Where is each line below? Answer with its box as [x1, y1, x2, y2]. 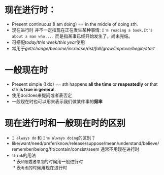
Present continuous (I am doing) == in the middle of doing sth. [11, 21, 138, 27]
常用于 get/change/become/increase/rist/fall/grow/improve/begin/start [11, 45, 155, 51]
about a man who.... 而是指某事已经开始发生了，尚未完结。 [11, 33, 133, 39]
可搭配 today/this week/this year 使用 [11, 39, 85, 45]
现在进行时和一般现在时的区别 [4, 118, 126, 129]
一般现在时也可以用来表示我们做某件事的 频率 [11, 98, 103, 104]
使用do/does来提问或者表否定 [11, 92, 72, 98]
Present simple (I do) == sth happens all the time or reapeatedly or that [11, 81, 158, 87]
